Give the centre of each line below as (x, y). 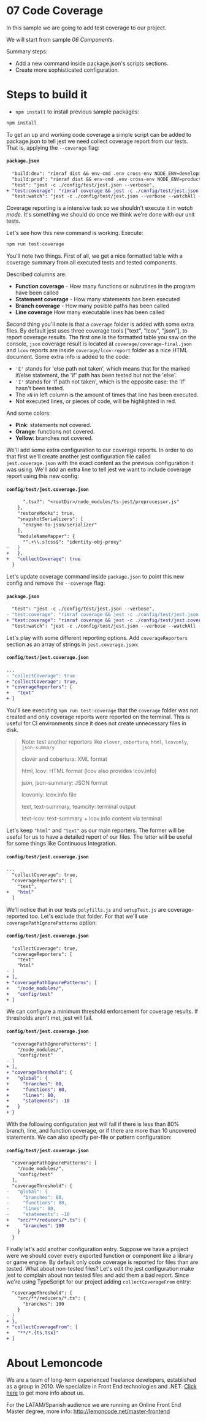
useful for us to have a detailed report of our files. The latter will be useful (99, 837)
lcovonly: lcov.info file (49, 795)
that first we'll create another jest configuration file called (79, 456)
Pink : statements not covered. (53, 425)
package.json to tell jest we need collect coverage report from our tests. (97, 141)
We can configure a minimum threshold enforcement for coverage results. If (102, 1011)
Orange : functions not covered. (55, 432)
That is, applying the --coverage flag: (53, 147)
